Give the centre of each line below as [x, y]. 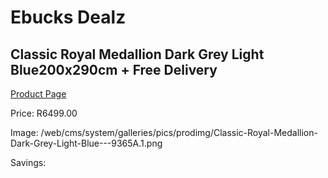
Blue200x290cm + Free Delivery [114, 69]
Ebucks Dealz [68, 17]
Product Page [38, 94]
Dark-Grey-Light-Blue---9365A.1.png [86, 143]
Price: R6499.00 [44, 113]
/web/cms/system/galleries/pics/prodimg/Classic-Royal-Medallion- [179, 132]
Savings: [28, 162]
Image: [24, 132]
